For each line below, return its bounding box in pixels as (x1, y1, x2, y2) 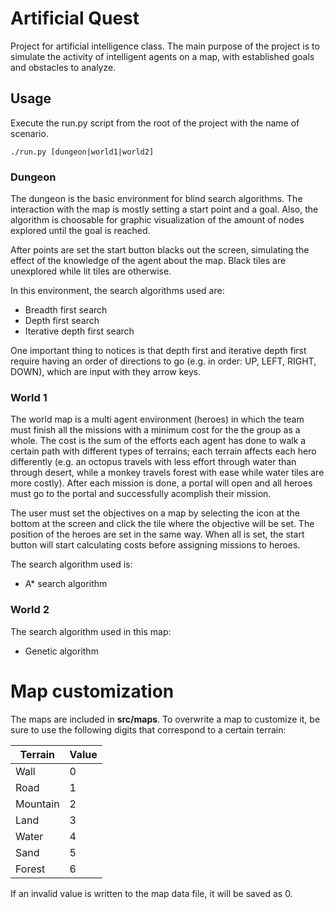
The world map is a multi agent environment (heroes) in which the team (10, 413, 305, 426)
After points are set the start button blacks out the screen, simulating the (10, 244, 310, 256)
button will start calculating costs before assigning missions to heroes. (10, 539, 301, 551)
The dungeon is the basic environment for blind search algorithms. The (10, 193, 303, 205)
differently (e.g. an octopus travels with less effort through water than (10, 456, 297, 468)
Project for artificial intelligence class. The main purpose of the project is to (10, 40, 320, 52)
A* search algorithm (24, 578, 108, 590)
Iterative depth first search (24, 325, 135, 337)
